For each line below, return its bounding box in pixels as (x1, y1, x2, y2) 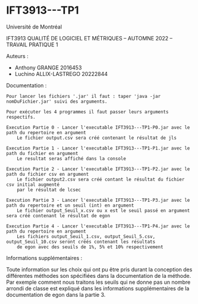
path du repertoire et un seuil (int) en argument (6, 202, 134, 208)
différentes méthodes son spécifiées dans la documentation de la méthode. (6, 272, 191, 279)
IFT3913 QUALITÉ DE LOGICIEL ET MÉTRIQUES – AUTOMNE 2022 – (6, 34, 173, 42)
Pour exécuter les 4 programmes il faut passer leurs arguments (6, 109, 169, 115)
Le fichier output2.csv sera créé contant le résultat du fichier (17, 176, 185, 182)
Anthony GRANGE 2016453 (14, 64, 82, 71)
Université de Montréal (6, 23, 62, 30)
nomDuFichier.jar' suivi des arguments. (6, 99, 108, 104)
